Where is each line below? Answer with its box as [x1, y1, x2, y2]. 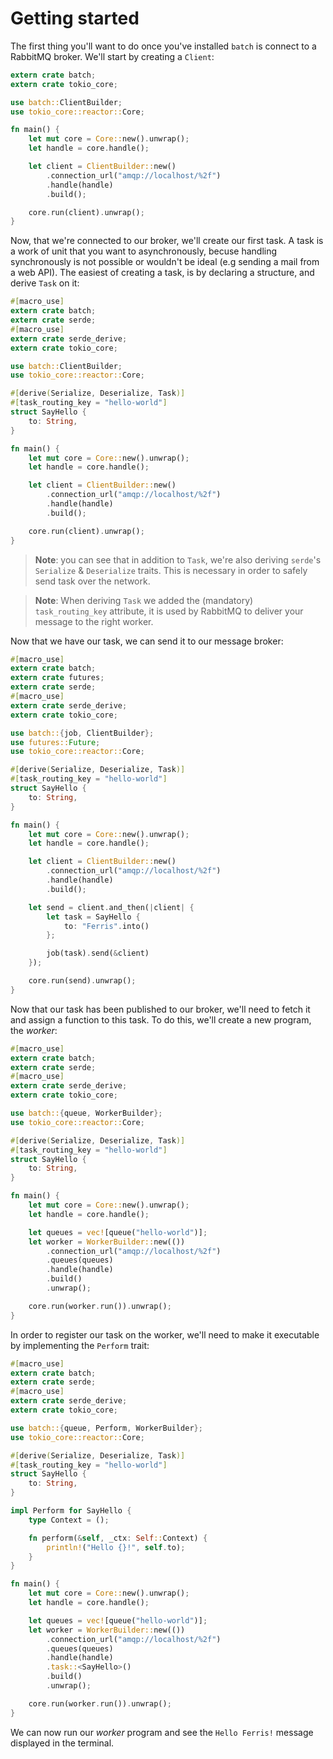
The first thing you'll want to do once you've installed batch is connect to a [10, 40, 317, 52]
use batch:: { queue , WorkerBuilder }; [10, 1108, 163, 1119]
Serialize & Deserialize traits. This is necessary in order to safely [34, 564, 308, 576]
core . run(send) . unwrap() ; [28, 976, 137, 986]
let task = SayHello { [46, 912, 141, 922]
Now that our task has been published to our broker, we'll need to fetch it [10, 1003, 311, 1015]
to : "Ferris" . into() [63, 921, 150, 931]
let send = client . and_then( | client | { [28, 902, 195, 912]
